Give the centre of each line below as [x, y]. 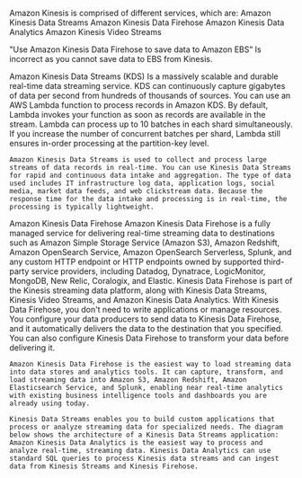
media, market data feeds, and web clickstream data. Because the [136, 191]
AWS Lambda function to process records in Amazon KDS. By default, [139, 105]
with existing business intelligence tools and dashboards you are [138, 395]
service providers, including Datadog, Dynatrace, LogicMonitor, [148, 271]
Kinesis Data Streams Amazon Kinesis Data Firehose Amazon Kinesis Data [147, 22]
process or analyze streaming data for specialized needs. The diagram [146, 427]
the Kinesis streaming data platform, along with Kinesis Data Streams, [138, 290]
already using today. [50, 403]
